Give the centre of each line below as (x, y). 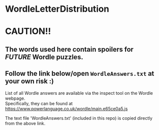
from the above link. (25, 123)
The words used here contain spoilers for (69, 49)
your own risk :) (29, 81)
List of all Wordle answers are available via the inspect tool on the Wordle (79, 93)
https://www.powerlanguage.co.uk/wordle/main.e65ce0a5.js (66, 108)
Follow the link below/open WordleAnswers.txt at (80, 74)
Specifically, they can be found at (39, 103)
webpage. (15, 98)
